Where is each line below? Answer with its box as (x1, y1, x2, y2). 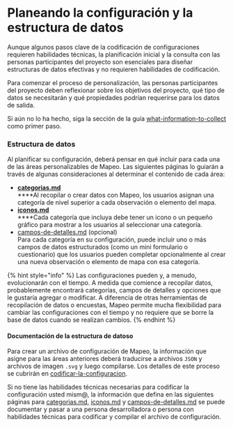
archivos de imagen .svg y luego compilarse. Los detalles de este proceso (7, 362, 220, 371)
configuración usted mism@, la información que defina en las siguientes (7, 390, 214, 399)
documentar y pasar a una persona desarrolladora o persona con (7, 405, 194, 413)
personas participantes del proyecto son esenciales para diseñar (7, 57, 193, 66)
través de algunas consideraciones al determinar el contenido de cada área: (7, 170, 225, 179)
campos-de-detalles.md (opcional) (17, 228, 118, 237)
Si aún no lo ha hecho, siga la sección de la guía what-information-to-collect (7, 114, 227, 123)
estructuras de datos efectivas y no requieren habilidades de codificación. (7, 65, 220, 73)
